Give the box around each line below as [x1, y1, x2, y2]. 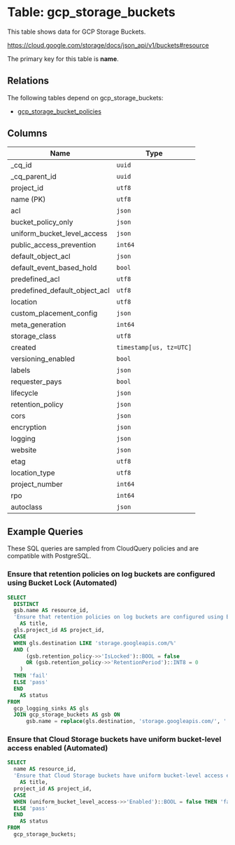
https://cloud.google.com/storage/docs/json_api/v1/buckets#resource [7, 41, 209, 49]
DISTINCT [13, 600, 39, 607]
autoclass [10, 502, 43, 512]
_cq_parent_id [10, 171, 57, 181]
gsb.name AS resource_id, [13, 607, 90, 614]
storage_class [10, 331, 57, 341]
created [10, 342, 36, 352]
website [10, 445, 37, 454]
